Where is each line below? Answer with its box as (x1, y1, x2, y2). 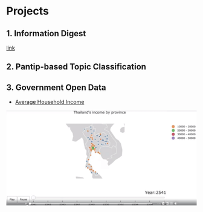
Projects (6, 4, 50, 18)
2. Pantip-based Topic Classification (6, 62, 147, 72)
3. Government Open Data (6, 82, 106, 92)
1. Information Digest (6, 28, 86, 39)
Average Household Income (14, 98, 85, 106)
